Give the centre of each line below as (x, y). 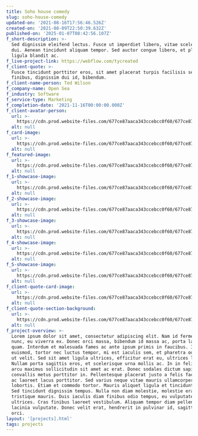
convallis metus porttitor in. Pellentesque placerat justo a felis (97, 374)
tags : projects (25, 424)
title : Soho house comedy (38, 12)
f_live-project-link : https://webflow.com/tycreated (72, 61)
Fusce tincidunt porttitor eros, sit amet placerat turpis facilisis (98, 72)
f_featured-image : (29, 154)
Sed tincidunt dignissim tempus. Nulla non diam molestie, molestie (97, 391)
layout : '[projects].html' (39, 419)
